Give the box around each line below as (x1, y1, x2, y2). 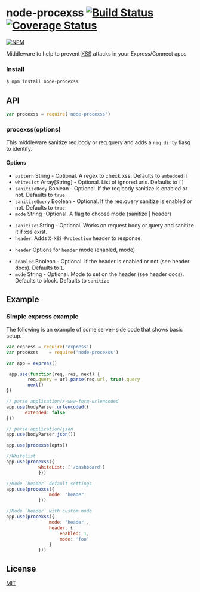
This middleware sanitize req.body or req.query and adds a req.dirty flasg (6, 139, 191, 146)
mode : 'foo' (59, 536, 90, 542)
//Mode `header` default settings (6, 481, 93, 487)
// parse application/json (6, 426, 73, 432)
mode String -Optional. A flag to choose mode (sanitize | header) (14, 210, 172, 218)
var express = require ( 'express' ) (6, 344, 93, 350)
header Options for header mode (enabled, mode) (14, 246, 136, 254)
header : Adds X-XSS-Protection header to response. (14, 235, 142, 242)
